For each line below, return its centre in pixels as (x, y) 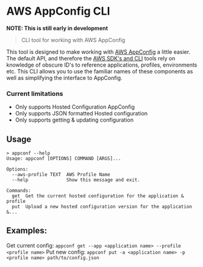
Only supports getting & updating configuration (74, 120)
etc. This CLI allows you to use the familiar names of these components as (100, 71)
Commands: (19, 191)
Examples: (27, 231)
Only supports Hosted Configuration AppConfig (75, 107)
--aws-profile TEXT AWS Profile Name (61, 175)
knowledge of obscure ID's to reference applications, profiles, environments (102, 65)
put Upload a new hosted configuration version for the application (102, 207)
